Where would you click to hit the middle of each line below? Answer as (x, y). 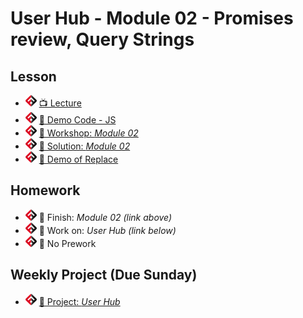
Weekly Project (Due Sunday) (104, 275)
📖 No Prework (67, 243)
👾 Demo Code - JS (77, 120)
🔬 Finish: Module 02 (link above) (105, 217)
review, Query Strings (102, 39)
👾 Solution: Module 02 (84, 146)
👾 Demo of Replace (78, 159)
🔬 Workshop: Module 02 (88, 133)
